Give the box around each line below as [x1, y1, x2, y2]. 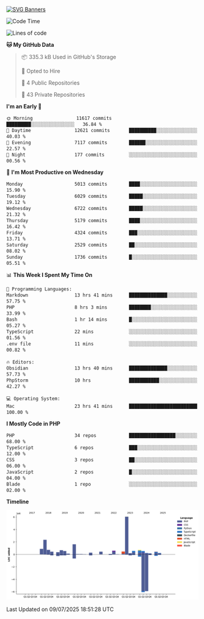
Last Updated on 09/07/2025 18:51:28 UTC [6, 606, 114, 613]
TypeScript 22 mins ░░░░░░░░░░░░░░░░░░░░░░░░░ [6, 329, 198, 335]
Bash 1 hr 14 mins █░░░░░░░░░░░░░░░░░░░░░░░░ [6, 316, 198, 323]
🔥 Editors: [6, 359, 35, 365]
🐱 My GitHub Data [6, 41, 55, 48]
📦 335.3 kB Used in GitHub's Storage [21, 54, 117, 60]
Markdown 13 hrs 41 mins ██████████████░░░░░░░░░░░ [6, 292, 198, 298]
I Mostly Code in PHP [6, 420, 61, 427]
